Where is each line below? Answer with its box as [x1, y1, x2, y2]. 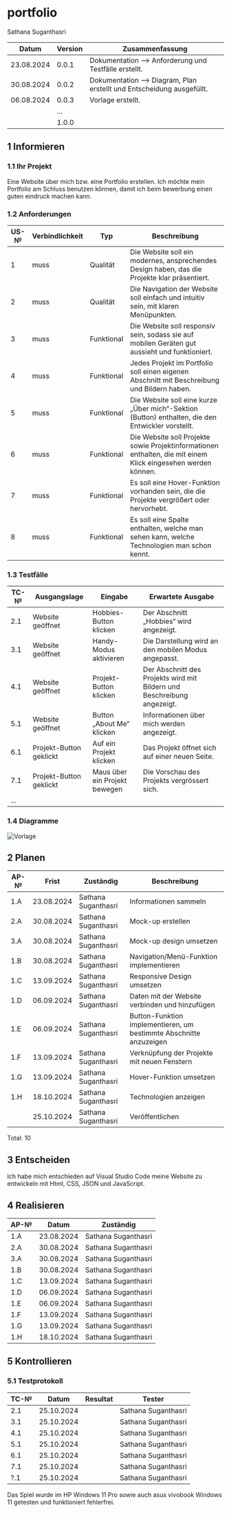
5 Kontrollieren [7, 1355, 72, 1368]
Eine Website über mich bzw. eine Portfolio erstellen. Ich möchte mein [7, 177, 205, 185]
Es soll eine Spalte [129, 514, 189, 524]
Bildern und [143, 682, 181, 691]
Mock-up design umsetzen [129, 937, 218, 946]
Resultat [85, 1394, 113, 1404]
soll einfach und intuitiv [129, 293, 205, 302]
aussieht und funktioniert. [129, 346, 213, 356]
